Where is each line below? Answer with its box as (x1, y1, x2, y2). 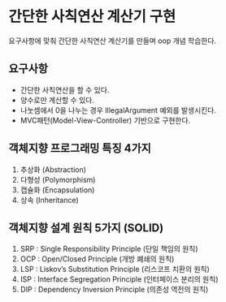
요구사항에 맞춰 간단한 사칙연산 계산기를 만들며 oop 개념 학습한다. (8, 36, 217, 45)
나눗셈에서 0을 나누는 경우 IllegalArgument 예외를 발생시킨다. (20, 105, 217, 114)
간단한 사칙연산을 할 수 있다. (20, 84, 110, 94)
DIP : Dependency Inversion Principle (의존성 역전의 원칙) (20, 285, 209, 295)
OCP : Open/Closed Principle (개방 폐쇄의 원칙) (20, 254, 175, 264)
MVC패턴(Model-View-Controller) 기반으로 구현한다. (20, 115, 191, 125)
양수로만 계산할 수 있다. (20, 95, 95, 105)
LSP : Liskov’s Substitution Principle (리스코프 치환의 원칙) (20, 265, 210, 274)
